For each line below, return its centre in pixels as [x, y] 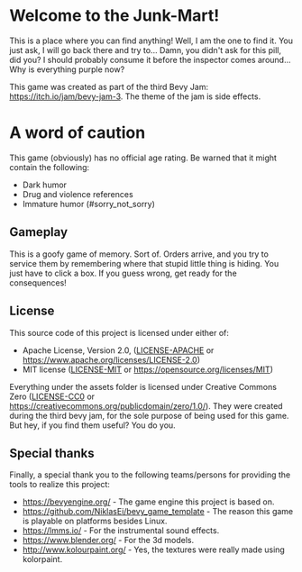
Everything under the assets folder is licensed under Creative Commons [143, 386]
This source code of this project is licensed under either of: [119, 332]
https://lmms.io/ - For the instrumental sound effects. [121, 531]
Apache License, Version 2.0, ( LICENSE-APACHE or [118, 350]
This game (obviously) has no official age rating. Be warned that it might [143, 158]
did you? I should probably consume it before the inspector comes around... [150, 59]
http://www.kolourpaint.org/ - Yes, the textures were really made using [154, 549]
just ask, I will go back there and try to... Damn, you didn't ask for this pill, [146, 50]
